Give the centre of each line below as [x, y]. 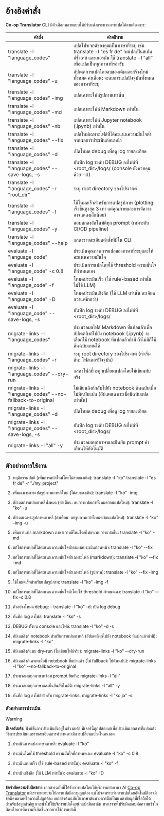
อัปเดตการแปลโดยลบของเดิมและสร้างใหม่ [111, 71]
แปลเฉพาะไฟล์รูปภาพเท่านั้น [99, 95]
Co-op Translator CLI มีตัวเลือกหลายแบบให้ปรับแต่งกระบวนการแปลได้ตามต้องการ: [76, 24]
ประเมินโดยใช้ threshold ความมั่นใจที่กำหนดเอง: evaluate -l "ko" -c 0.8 [75, 753]
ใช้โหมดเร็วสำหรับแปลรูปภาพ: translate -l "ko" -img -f [60, 582]
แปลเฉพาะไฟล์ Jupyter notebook [108, 120]
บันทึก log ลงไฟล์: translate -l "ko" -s [47, 616]
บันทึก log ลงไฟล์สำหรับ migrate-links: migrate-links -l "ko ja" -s [73, 695]
